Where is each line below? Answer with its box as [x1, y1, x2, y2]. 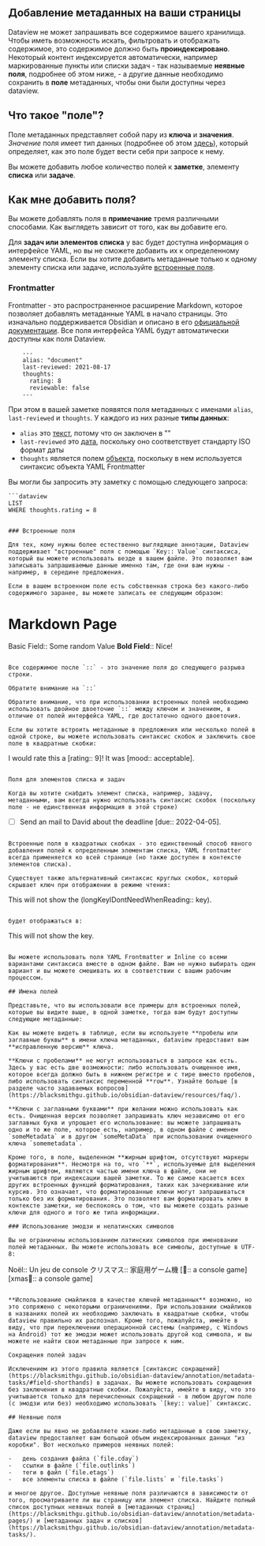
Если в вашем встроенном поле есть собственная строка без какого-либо [8, 582, 248, 590]
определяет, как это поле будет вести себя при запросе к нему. [8, 146, 225, 156]
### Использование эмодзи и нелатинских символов [8, 1222, 175, 1230]
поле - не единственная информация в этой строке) [8, 803, 178, 811]
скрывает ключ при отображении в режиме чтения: [8, 881, 171, 889]
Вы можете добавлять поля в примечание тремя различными [8, 214, 219, 223]
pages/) [8, 1517, 34, 1525]
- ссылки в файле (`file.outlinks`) [8, 1462, 136, 1469]
